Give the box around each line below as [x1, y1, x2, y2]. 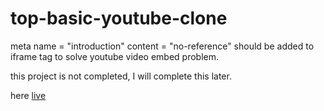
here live [10, 89, 47, 101]
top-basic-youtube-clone [10, 7, 228, 30]
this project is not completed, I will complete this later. [10, 70, 232, 82]
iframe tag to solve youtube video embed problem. [10, 50, 220, 62]
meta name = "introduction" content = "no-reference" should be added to [10, 40, 315, 52]
